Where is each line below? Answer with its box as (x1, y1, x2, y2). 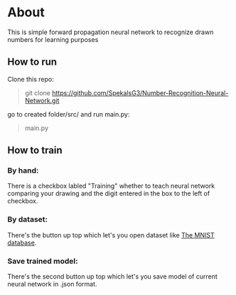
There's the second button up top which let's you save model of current (7, 272, 218, 281)
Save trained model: (7, 256, 78, 266)
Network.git (24, 96, 60, 104)
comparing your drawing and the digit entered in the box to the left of (7, 189, 210, 198)
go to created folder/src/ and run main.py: (7, 109, 130, 118)
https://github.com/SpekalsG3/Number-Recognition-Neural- (52, 88, 229, 97)
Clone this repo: (7, 75, 55, 83)
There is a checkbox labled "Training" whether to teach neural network (7, 182, 215, 191)
